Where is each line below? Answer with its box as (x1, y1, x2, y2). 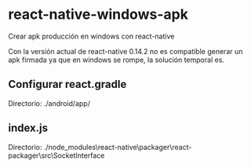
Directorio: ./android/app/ (8, 98, 90, 108)
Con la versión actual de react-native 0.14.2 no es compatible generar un (8, 46, 243, 56)
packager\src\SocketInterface (8, 151, 105, 160)
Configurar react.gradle (8, 78, 127, 91)
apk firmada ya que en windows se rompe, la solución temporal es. (8, 55, 225, 64)
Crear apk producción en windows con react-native (8, 31, 175, 41)
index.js (8, 122, 49, 135)
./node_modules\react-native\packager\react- (43, 142, 192, 152)
